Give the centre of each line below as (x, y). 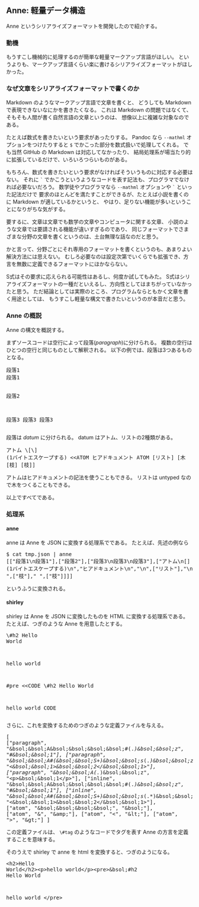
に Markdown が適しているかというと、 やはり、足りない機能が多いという (96, 202)
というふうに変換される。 (37, 588)
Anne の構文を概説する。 (37, 330)
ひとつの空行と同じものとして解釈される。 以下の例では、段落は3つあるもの (99, 350)
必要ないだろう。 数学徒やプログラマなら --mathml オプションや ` (96, 187)
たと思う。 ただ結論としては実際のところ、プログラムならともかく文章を (95, 292)
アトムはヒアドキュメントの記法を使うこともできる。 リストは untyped (93, 477)
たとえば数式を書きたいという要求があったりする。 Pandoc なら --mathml (96, 138)
